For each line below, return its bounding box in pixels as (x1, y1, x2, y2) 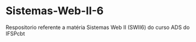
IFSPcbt (5, 30, 25, 37)
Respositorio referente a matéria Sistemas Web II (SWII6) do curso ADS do (5, 24, 190, 31)
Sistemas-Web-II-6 (5, 4, 104, 18)
